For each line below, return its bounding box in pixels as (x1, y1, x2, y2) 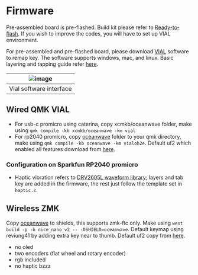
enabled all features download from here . (14, 145, 115, 152)
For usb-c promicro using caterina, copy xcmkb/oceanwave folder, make (14, 120, 192, 127)
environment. (6, 36, 38, 43)
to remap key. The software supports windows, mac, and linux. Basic (6, 54, 174, 61)
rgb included (14, 256, 46, 263)
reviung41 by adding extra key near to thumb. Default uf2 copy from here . (6, 232, 186, 239)
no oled (14, 243, 34, 250)
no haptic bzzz (14, 262, 51, 269)
